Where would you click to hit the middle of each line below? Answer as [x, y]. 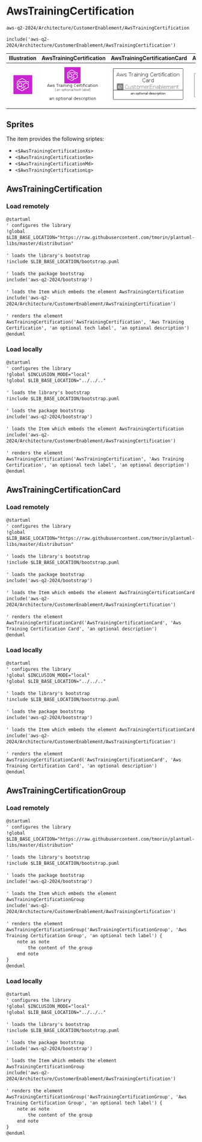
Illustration [23, 58]
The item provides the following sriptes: [55, 139]
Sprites [20, 124]
